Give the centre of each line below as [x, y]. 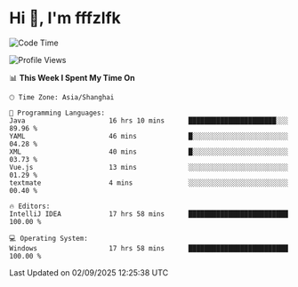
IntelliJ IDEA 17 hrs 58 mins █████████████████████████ [149, 214]
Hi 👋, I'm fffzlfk [65, 18]
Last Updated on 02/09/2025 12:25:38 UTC [89, 272]
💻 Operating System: [49, 238]
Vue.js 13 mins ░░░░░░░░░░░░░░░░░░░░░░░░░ [149, 167]
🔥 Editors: [30, 206]
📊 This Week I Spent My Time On [72, 77]
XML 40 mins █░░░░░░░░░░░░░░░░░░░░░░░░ [149, 151]
